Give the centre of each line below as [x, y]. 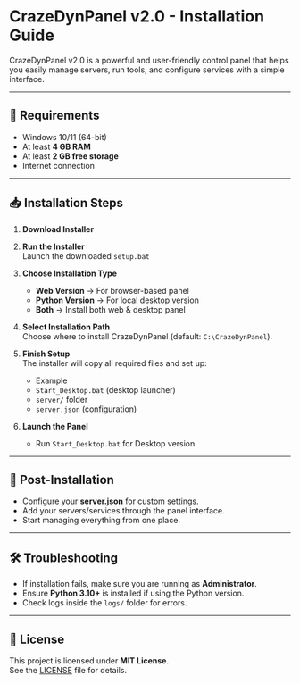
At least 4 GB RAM [56, 146]
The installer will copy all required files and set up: [114, 363]
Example [51, 380]
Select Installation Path [66, 327]
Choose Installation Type [70, 273]
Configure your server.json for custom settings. [110, 501]
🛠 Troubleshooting [64, 558]
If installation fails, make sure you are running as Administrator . [139, 584]
